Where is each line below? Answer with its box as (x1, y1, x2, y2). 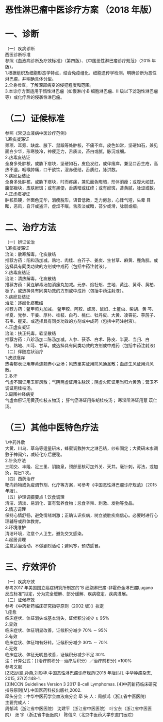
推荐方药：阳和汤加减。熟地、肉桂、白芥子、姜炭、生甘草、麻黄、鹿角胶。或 (5, 258, 158, 263)
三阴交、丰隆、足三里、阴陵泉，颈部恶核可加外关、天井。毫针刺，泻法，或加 (5, 463, 158, 469)
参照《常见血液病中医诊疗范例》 (5, 130, 69, 136)
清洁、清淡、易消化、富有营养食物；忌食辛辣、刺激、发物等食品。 (5, 500, 137, 506)
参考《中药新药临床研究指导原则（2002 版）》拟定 (5, 603, 104, 609)
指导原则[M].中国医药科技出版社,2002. (5, 687, 81, 693)
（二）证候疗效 (5, 597, 35, 603)
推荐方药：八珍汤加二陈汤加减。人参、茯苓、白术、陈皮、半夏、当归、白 (5, 336, 149, 342)
